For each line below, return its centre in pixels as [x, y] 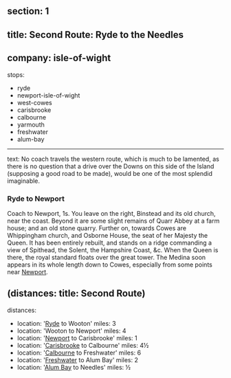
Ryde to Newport [36, 199]
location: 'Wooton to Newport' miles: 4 [71, 331]
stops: [16, 74]
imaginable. [23, 181]
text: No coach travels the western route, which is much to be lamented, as [113, 159]
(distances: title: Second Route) [76, 294]
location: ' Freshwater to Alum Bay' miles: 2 [78, 359]
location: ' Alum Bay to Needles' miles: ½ [74, 367]
